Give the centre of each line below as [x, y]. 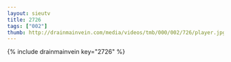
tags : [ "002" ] [27, 26]
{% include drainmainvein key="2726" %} [66, 52]
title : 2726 [24, 20]
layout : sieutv [29, 13]
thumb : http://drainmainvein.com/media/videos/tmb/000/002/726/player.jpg [117, 32]
